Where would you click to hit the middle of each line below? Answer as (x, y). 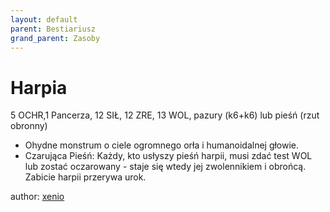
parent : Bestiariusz (53, 29)
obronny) (29, 126)
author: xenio (37, 197)
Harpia (39, 87)
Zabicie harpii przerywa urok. (85, 177)
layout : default (44, 19)
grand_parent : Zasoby (55, 38)
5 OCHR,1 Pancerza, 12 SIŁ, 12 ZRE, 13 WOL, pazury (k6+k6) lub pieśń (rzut (165, 115)
